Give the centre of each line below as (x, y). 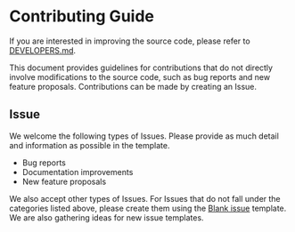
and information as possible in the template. (90, 145)
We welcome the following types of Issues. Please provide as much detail (144, 136)
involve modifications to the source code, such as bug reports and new (139, 76)
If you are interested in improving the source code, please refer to (130, 41)
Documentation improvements (78, 172)
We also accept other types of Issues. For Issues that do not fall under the (145, 198)
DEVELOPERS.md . (43, 50)
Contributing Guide (82, 16)
